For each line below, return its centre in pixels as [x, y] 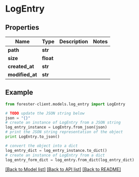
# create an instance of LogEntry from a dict [55, 155]
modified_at [22, 75]
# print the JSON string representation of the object [64, 132]
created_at [21, 66]
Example [19, 93]
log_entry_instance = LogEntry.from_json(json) [56, 127]
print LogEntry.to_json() [32, 137]
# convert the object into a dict [42, 146]
